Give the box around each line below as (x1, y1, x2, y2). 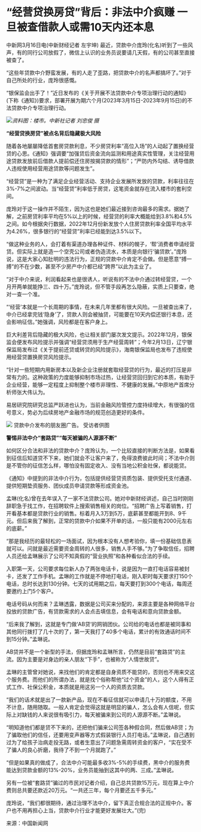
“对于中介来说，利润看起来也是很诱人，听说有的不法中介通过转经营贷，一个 (6, 275, 193, 283)
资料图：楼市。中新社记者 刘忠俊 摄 (12, 117, 99, 124)
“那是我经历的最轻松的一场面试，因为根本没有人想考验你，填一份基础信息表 (6, 537, 193, 545)
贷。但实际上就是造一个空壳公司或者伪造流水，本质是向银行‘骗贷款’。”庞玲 (6, 248, 187, 255)
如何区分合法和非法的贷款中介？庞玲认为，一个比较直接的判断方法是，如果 (6, 447, 190, 454)
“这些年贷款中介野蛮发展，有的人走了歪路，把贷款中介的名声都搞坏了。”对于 (6, 69, 192, 76)
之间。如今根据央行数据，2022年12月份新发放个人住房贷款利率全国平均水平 (6, 220, 193, 227)
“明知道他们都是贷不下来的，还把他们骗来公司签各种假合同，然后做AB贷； (6, 724, 188, 731)
